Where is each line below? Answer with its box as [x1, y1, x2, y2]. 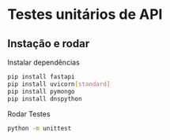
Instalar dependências [7, 57, 80, 67]
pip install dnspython [7, 94, 82, 103]
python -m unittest [7, 124, 72, 132]
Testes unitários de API [7, 6, 163, 24]
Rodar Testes [7, 109, 51, 119]
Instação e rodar [7, 37, 90, 50]
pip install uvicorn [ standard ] [7, 80, 111, 88]
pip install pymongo [7, 87, 76, 95]
